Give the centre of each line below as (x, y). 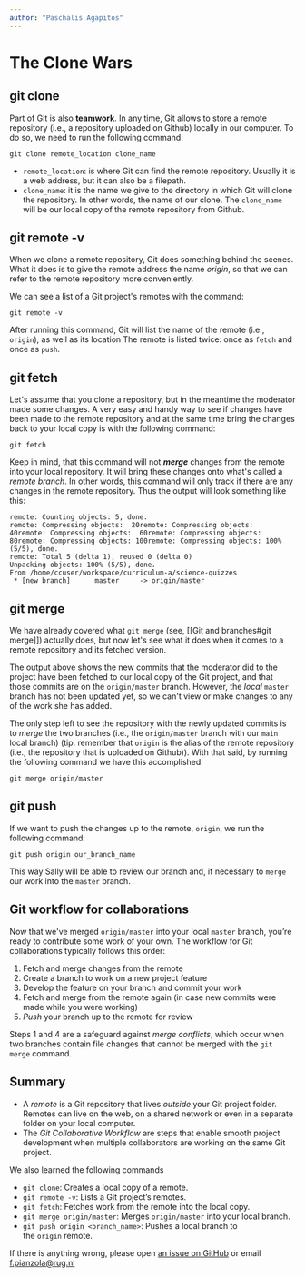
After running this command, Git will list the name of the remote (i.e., (137, 330)
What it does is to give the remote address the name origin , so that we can (148, 270)
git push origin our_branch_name (73, 854)
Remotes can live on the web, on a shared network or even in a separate (157, 1114)
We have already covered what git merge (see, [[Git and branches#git (141, 631)
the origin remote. (58, 1235)
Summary (38, 1082)
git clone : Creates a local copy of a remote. (105, 1187)
